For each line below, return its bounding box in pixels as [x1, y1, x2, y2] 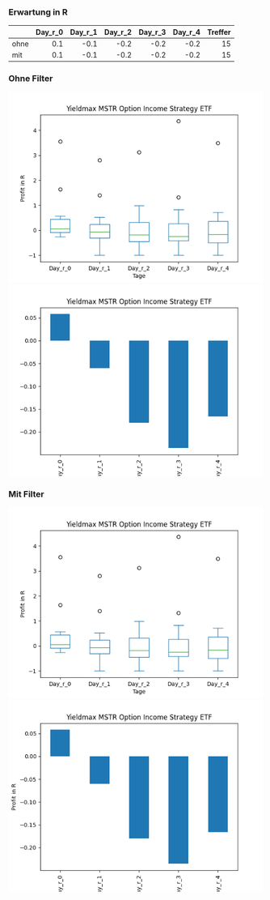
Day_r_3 [138, 27, 167, 36]
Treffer [207, 27, 232, 36]
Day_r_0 [36, 27, 63, 36]
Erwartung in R [8, 6, 68, 18]
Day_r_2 [103, 27, 132, 36]
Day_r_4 [172, 27, 200, 36]
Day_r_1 [70, 27, 98, 36]
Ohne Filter [8, 72, 53, 83]
